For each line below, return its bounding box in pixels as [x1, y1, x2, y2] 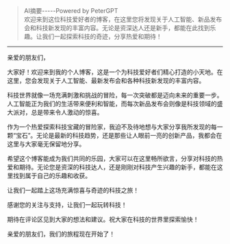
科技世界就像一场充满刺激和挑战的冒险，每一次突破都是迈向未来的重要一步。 [7, 91, 223, 99]
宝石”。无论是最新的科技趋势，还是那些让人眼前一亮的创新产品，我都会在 [16, 132, 222, 139]
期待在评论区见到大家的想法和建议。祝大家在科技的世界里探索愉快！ [7, 215, 199, 223]
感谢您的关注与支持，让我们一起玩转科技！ [7, 201, 127, 208]
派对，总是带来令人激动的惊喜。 [12, 108, 103, 116]
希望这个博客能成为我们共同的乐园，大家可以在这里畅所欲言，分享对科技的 [7, 154, 217, 162]
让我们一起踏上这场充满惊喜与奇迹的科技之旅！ [7, 186, 139, 194]
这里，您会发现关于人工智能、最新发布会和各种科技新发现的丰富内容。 [7, 77, 205, 84]
